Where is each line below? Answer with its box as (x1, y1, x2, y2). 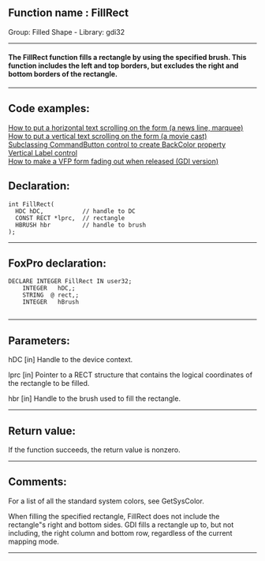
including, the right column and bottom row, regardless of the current (8, 528, 233, 537)
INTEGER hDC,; (22, 284, 77, 293)
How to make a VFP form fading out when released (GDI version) (8, 156, 219, 166)
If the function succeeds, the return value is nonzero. (8, 445, 181, 454)
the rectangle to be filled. (8, 379, 90, 388)
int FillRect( (8, 200, 55, 208)
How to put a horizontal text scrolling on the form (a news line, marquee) (8, 122, 244, 133)
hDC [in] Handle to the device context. (8, 355, 132, 365)
